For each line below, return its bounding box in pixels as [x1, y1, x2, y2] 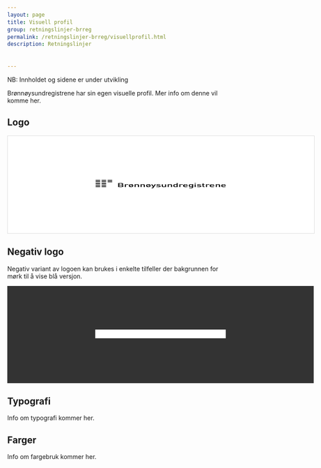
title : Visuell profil [7, 18, 73, 26]
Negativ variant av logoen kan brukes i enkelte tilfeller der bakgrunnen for [7, 264, 219, 273]
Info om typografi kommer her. [7, 414, 95, 422]
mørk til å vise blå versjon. [7, 272, 82, 280]
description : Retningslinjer [7, 40, 92, 48]
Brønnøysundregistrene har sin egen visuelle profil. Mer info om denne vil [7, 89, 218, 97]
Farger [7, 434, 37, 446]
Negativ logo [7, 246, 64, 258]
